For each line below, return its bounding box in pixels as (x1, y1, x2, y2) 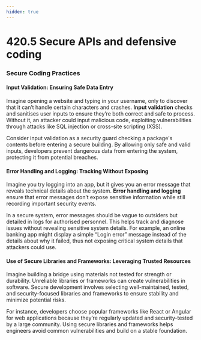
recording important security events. (6, 200, 97, 208)
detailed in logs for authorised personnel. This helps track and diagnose (6, 218, 184, 226)
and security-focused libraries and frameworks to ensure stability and (6, 290, 179, 297)
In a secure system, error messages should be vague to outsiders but (6, 212, 178, 219)
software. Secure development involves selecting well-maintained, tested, (6, 283, 189, 291)
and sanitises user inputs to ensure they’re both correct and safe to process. (6, 110, 195, 117)
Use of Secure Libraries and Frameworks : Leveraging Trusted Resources (6, 257, 191, 265)
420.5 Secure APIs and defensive (6, 34, 177, 48)
